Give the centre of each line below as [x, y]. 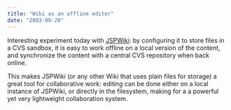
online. [17, 62]
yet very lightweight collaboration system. [68, 98]
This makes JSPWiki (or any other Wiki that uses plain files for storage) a [112, 76]
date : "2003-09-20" [36, 20]
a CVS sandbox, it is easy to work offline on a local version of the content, [114, 48]
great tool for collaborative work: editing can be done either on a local [108, 83]
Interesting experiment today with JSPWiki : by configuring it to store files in [116, 40]
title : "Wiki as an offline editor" [61, 14]
